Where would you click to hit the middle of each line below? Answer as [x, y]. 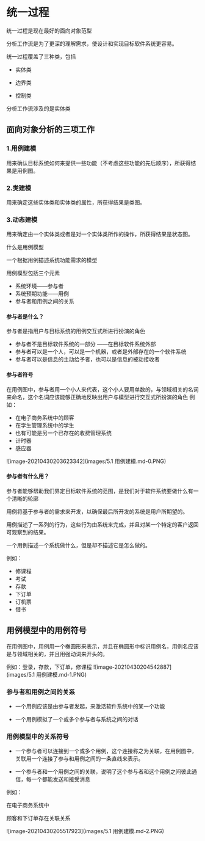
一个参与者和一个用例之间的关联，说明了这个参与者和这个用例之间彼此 [103, 772]
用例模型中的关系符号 [38, 737]
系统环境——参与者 [39, 286]
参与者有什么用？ [28, 476]
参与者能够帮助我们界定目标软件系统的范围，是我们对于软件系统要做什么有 [100, 491]
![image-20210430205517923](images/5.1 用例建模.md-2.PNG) [85, 831]
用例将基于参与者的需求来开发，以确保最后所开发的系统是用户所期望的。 [97, 511]
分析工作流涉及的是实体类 [38, 108]
